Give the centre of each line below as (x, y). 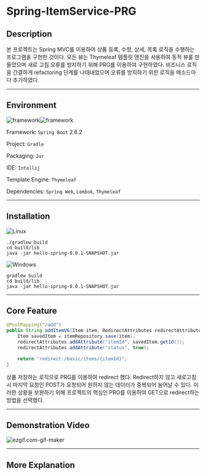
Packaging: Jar (25, 156)
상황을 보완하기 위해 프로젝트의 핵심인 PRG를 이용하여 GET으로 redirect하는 (109, 392)
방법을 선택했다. (25, 400)
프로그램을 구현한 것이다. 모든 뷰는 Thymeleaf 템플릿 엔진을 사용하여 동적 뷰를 (100, 57)
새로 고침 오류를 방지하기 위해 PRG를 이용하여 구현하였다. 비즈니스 (106, 65)
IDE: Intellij (23, 167)
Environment (32, 105)
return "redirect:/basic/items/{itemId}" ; (72, 359)
